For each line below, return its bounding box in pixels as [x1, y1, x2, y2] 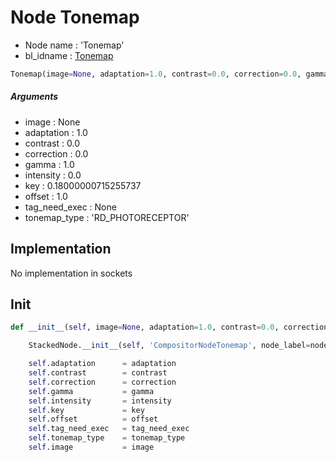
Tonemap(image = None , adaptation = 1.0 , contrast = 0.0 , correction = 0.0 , [10, 69, 302, 79]
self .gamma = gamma [28, 386, 155, 396]
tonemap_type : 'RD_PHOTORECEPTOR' [24, 211, 190, 223]
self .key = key [28, 405, 145, 415]
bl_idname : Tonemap [24, 49, 114, 61]
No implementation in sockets [10, 267, 133, 279]
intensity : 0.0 [24, 169, 82, 181]
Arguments [10, 91, 59, 103]
